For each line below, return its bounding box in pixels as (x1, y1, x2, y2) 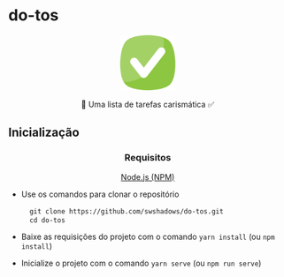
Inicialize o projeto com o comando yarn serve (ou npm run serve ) (20, 258, 262, 268)
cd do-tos (29, 215, 65, 225)
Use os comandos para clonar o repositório (20, 189, 180, 199)
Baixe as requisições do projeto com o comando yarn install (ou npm (20, 231, 275, 242)
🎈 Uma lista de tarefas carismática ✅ (81, 99, 215, 109)
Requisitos (124, 152, 172, 164)
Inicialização (8, 125, 81, 140)
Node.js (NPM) (120, 171, 175, 182)
